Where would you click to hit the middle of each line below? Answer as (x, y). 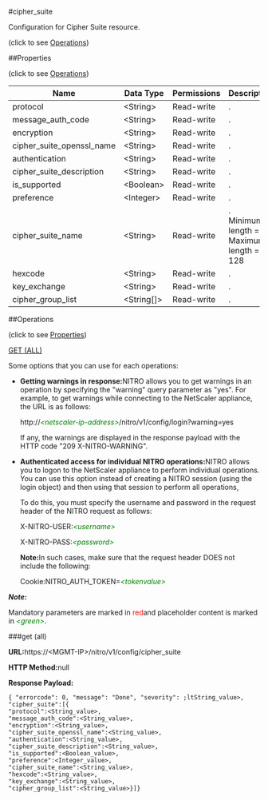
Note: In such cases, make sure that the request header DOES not (127, 557)
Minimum (246, 221)
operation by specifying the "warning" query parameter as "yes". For (133, 390)
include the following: (55, 566)
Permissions (197, 93)
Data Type (144, 93)
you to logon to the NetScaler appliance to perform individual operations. (140, 470)
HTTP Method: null (39, 667)
